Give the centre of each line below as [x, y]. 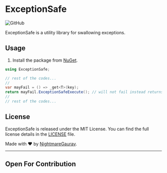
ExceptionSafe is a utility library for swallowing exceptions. [65, 32]
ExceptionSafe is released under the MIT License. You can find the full [77, 129]
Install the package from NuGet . [45, 60]
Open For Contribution [41, 164]
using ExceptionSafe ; [28, 69]
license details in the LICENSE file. [40, 134]
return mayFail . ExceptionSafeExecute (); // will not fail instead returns [84, 92]
